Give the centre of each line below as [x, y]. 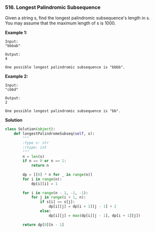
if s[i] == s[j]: [58, 202]
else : [45, 211]
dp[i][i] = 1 [44, 184]
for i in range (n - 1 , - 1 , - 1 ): [56, 193]
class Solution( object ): [30, 129]
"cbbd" [12, 90]
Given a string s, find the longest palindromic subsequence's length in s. [77, 18]
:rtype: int [35, 147]
